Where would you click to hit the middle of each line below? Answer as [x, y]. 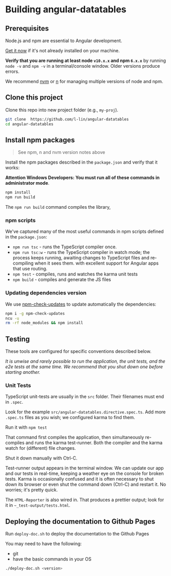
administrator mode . [27, 183]
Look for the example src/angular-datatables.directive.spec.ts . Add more [86, 412]
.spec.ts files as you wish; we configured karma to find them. [70, 418]
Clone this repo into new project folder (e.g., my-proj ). [62, 110]
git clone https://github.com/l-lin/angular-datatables [67, 119]
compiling [23, 263]
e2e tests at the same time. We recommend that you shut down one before [84, 367]
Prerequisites [27, 28]
